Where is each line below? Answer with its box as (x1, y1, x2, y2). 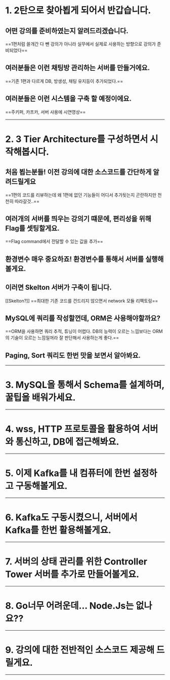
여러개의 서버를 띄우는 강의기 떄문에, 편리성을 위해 (5, 215, 152, 223)
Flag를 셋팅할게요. (5, 224, 60, 233)
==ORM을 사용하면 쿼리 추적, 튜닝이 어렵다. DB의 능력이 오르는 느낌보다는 (5, 329, 152, 335)
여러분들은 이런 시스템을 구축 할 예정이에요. (5, 95, 132, 103)
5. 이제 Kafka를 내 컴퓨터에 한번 (5, 467, 131, 479)
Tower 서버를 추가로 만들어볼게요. (5, 569, 140, 580)
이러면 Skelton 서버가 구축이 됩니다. (5, 283, 112, 292)
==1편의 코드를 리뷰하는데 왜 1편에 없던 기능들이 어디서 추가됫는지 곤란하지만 (5, 192, 157, 198)
